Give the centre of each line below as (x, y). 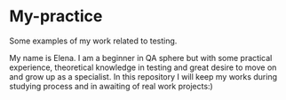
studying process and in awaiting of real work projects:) (111, 86)
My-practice (56, 16)
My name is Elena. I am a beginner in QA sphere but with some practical (141, 58)
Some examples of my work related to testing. (93, 41)
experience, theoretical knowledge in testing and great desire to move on (143, 67)
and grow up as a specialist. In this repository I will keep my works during (143, 76)
